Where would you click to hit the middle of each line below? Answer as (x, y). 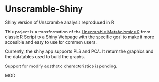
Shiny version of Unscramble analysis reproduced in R (60, 22)
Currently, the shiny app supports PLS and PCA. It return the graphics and (79, 51)
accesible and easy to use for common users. (51, 42)
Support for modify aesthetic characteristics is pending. (61, 66)
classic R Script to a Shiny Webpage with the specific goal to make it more (80, 37)
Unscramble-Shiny (44, 9)
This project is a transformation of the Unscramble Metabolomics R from (78, 32)
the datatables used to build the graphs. (45, 56)
